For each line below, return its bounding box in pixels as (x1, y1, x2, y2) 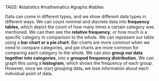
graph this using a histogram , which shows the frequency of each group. (5, 61, 153, 66)
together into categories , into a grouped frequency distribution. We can (5, 55, 154, 61)
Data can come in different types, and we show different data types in (5, 14, 146, 19)
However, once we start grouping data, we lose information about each (5, 65, 149, 71)
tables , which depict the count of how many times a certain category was (5, 24, 155, 30)
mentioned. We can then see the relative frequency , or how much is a (5, 29, 147, 35)
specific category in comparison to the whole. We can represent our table (5, 34, 155, 40)
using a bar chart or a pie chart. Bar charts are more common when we (5, 40, 150, 45)
